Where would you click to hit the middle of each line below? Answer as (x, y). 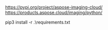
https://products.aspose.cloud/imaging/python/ (54, 12)
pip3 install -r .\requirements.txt (38, 22)
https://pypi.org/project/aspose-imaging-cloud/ (54, 7)
